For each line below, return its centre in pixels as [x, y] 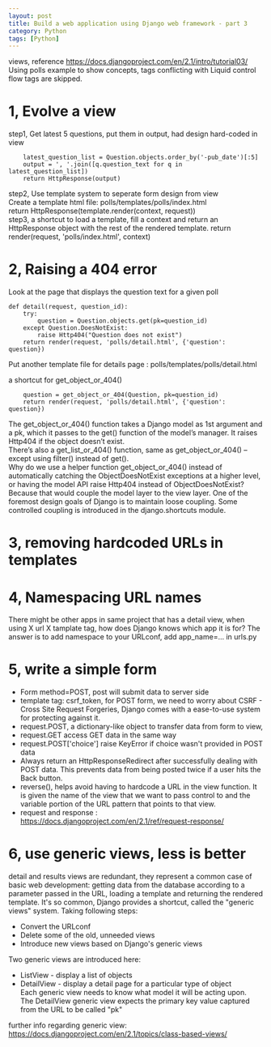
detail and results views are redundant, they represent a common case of [130, 877]
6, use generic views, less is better [127, 854]
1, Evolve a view [62, 111]
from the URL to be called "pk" [71, 1010]
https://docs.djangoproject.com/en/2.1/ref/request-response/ [122, 821]
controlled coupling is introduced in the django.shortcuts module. [117, 511]
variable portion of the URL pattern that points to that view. [118, 804]
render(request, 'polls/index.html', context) [80, 237]
